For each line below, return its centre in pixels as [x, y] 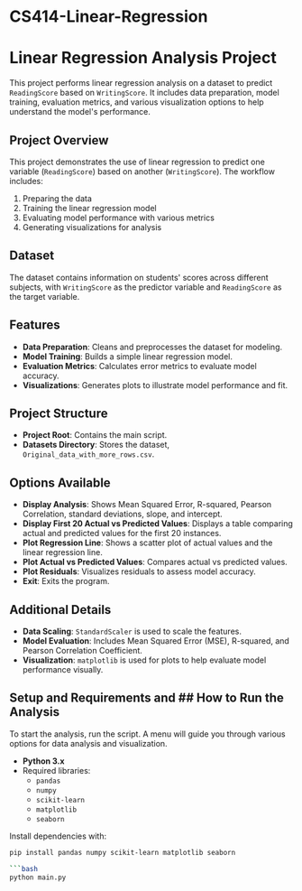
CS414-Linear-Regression [109, 17]
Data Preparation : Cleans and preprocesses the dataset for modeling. [152, 347]
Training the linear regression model [89, 208]
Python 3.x [43, 761]
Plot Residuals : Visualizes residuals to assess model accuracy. [139, 571]
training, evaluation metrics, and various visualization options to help [137, 102]
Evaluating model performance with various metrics [118, 218]
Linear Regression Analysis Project [143, 58]
